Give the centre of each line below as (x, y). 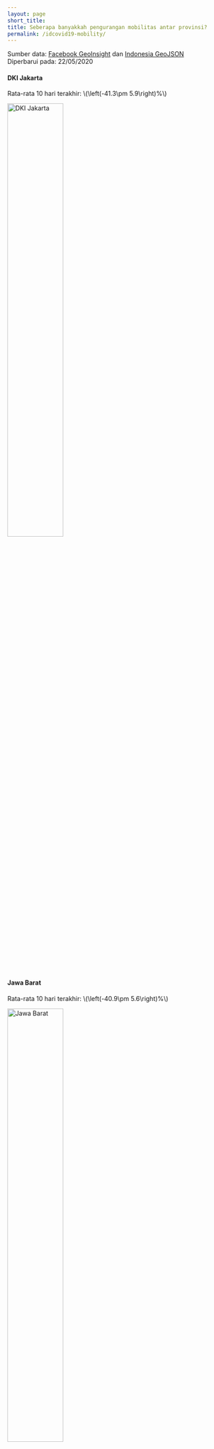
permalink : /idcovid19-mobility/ (57, 34)
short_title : (27, 21)
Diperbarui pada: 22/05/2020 (50, 62)
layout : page (27, 14)
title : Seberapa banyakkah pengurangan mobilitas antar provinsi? (107, 27)
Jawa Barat (24, 983)
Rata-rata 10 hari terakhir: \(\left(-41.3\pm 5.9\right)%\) (87, 94)
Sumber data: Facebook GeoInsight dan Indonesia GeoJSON (96, 54)
